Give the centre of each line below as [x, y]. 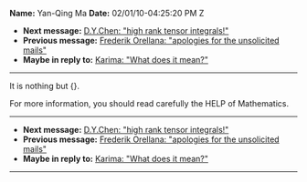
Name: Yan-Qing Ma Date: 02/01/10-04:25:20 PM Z [107, 13]
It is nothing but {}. [45, 86]
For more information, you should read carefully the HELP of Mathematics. [149, 103]
